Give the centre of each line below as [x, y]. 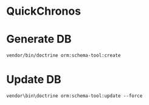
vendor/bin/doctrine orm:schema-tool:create [64, 56]
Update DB [34, 80]
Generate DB [39, 39]
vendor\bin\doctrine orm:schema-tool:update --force [74, 96]
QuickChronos [43, 11]
